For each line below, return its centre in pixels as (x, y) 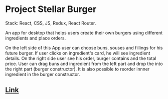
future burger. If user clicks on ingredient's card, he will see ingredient (78, 53)
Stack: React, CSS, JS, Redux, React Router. (51, 23)
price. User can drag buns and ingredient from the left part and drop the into (84, 63)
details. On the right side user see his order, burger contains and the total (81, 58)
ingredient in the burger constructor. (43, 74)
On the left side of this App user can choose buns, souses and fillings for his (84, 47)
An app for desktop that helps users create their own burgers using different (84, 32)
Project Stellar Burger (51, 9)
